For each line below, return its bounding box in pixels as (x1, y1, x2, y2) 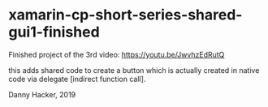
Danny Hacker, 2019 (8, 89, 76, 99)
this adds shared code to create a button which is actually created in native (8, 65, 260, 75)
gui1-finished (8, 23, 100, 41)
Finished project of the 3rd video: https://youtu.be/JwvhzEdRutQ (8, 49, 225, 59)
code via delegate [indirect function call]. (8, 74, 146, 83)
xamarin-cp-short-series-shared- (8, 6, 243, 24)
